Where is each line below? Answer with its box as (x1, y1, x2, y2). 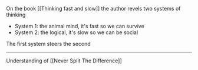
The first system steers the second (6, 41, 91, 47)
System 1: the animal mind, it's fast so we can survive (14, 23, 144, 29)
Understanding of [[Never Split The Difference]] (6, 57, 122, 64)
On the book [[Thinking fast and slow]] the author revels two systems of (6, 5, 181, 12)
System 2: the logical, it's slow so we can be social (14, 29, 138, 36)
